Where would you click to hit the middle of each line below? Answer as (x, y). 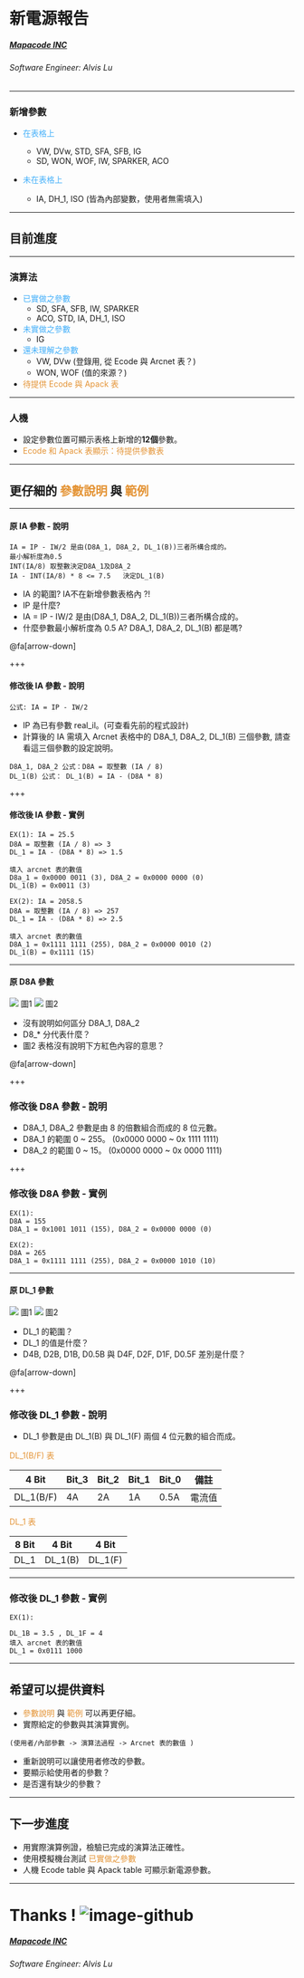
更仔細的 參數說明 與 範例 (79, 490)
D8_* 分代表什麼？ (56, 1034)
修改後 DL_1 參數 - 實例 (58, 1599)
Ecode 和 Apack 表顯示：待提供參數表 (93, 451)
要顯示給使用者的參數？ (66, 1772)
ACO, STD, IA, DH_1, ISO (81, 319)
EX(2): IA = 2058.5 (46, 901)
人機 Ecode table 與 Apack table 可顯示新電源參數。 (119, 1870)
